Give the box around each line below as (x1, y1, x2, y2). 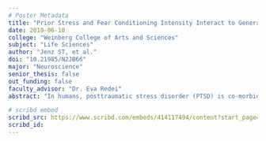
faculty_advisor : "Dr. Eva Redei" (8, 84, 123, 93)
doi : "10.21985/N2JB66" (8, 56, 87, 64)
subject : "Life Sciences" (8, 41, 93, 49)
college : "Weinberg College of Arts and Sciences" (8, 33, 179, 42)
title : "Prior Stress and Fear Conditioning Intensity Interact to (8, 19, 236, 27)
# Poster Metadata (8, 11, 69, 20)
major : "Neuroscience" (8, 63, 83, 71)
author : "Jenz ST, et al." (8, 48, 97, 56)
